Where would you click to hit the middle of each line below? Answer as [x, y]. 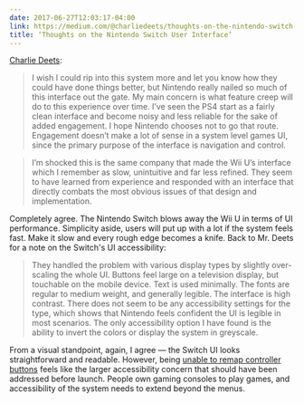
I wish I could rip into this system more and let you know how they [154, 78]
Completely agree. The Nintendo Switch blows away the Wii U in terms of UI [152, 219]
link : [19, 26]
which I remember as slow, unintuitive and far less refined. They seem [161, 172]
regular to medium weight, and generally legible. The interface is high [161, 294]
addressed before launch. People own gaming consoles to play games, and [150, 379]
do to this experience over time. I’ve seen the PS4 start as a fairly [153, 107]
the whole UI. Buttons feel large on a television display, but [169, 275]
